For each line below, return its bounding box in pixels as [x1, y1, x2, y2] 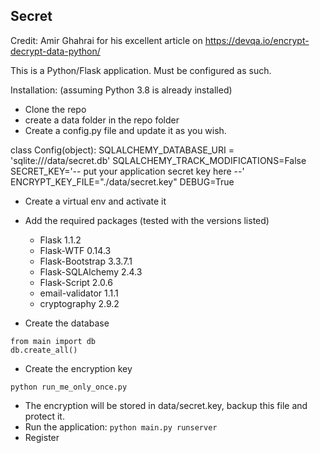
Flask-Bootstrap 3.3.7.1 [39, 255, 133, 267]
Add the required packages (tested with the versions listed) [24, 214, 270, 226]
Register [24, 431, 60, 443]
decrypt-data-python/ [10, 45, 101, 57]
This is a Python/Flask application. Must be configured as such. [10, 64, 272, 76]
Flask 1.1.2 [39, 234, 82, 246]
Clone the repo [24, 103, 87, 115]
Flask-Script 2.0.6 [39, 276, 113, 288]
